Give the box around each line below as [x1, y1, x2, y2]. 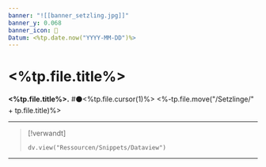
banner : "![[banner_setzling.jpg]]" [8, 11, 129, 20]
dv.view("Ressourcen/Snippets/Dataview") [27, 144, 166, 152]
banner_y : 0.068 [8, 19, 62, 27]
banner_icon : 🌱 [8, 26, 59, 34]
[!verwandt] [27, 128, 66, 139]
